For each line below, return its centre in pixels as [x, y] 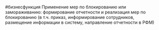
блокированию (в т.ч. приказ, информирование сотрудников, [70, 17]
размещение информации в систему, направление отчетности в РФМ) [80, 22]
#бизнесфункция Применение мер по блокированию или [66, 7]
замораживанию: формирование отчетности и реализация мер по [76, 12]
